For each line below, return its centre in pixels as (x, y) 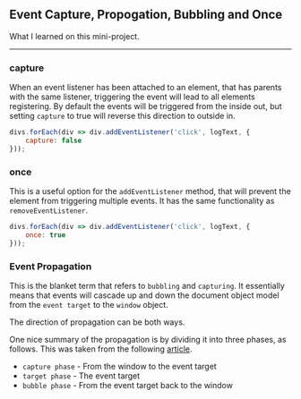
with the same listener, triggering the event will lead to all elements (132, 97)
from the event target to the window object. (89, 304)
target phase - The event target (81, 376)
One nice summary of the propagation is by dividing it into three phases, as (148, 339)
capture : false (54, 140)
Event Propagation (51, 266)
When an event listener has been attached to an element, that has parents (146, 88)
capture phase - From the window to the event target (119, 366)
